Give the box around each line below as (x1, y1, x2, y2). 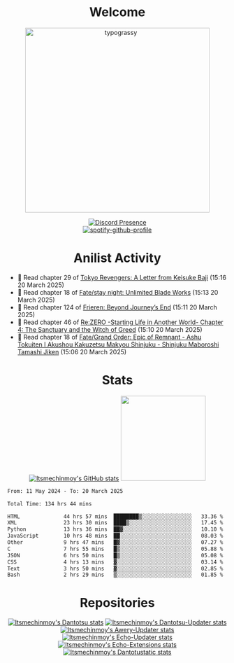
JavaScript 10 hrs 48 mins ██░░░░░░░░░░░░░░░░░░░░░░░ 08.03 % (7, 533, 224, 540)
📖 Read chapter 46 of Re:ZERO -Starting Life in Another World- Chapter (17, 318, 224, 326)
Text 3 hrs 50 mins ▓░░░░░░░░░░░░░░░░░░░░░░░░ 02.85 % (7, 565, 224, 572)
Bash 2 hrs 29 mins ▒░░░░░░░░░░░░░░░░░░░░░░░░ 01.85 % (7, 571, 224, 578)
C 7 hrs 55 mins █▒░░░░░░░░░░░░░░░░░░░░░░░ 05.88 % (7, 545, 224, 552)
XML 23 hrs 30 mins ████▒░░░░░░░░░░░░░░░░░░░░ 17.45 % (7, 519, 224, 526)
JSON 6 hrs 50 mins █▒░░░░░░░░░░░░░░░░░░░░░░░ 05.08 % (7, 552, 224, 559)
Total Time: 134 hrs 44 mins (7, 500, 92, 508)
